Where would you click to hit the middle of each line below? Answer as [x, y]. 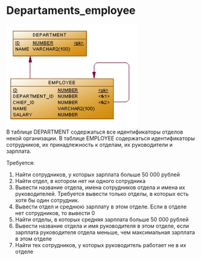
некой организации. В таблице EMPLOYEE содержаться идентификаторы [101, 138]
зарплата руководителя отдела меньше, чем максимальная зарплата [105, 232]
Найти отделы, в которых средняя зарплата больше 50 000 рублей [102, 219]
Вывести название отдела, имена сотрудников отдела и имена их [100, 187]
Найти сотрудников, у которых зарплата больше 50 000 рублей [97, 174]
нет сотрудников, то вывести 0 [55, 213]
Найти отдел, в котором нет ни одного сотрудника [80, 181]
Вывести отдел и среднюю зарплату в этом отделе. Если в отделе [101, 207]
